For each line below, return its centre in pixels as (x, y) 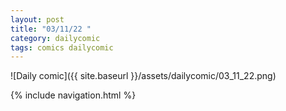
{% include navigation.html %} (73, 95)
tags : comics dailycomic (62, 47)
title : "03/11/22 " (51, 29)
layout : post (37, 19)
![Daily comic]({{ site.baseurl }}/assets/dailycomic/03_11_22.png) (143, 76)
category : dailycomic (55, 38)
